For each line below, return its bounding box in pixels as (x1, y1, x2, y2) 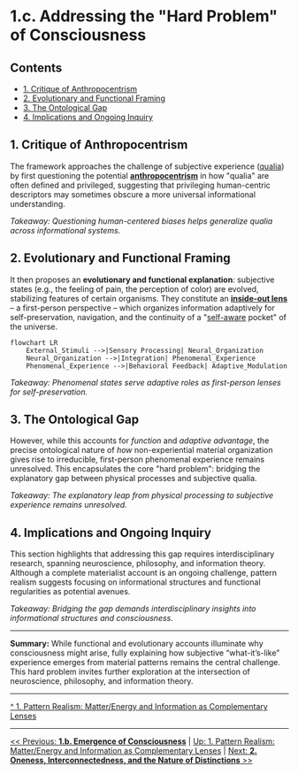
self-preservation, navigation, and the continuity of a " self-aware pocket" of (10, 311, 287, 322)
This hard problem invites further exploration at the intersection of (10, 666, 251, 678)
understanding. (10, 198, 65, 209)
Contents (10, 60, 63, 75)
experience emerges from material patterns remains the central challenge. (10, 657, 281, 668)
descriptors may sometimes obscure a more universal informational (10, 188, 256, 200)
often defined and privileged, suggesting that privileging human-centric (10, 180, 271, 190)
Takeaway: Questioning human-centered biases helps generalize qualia (10, 215, 273, 226)
